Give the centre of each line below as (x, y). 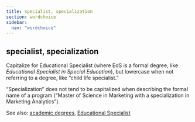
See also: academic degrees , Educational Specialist (68, 113)
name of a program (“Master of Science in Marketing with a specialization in (98, 95)
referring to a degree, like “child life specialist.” (62, 78)
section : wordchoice (31, 17)
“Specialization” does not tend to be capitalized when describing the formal (97, 89)
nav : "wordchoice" (34, 28)
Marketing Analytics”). (33, 102)
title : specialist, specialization (49, 11)
